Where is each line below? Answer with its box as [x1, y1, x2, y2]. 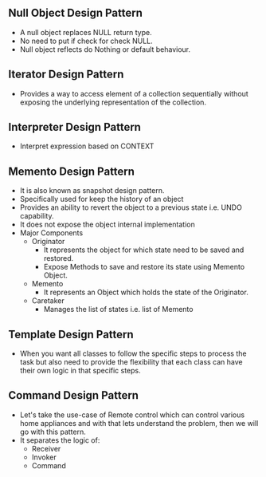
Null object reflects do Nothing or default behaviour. [19, 44, 191, 54]
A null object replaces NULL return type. [19, 27, 153, 37]
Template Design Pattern [8, 327, 134, 341]
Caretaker [31, 296, 65, 306]
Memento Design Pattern [8, 164, 135, 178]
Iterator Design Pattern [8, 68, 124, 81]
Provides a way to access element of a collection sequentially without [19, 89, 248, 98]
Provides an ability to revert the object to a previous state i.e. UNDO [19, 203, 243, 212]
